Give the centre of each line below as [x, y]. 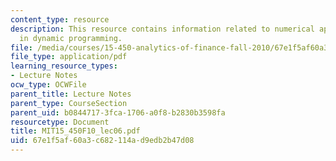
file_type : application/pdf [69, 57]
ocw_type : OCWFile [48, 85]
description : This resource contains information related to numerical [162, 29]
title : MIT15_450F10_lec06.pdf [75, 131]
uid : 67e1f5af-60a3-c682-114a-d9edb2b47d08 [102, 141]
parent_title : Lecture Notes [71, 94]
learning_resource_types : [64, 66]
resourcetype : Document [60, 122]
